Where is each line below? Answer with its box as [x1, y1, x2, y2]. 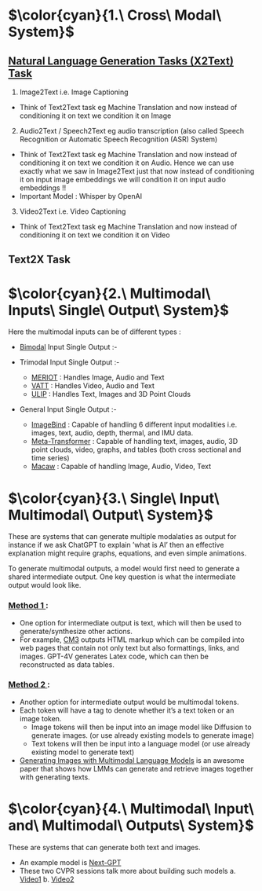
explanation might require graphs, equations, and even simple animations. [8, 548, 247, 558]
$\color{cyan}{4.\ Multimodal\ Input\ [8, 800, 255, 818]
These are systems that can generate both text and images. [8, 842, 201, 852]
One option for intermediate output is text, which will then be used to [19, 618, 242, 627]
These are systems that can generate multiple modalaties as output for [8, 532, 237, 541]
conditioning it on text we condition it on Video [19, 230, 170, 240]
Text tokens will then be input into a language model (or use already [31, 739, 251, 748]
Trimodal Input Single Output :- [19, 357, 120, 367]
